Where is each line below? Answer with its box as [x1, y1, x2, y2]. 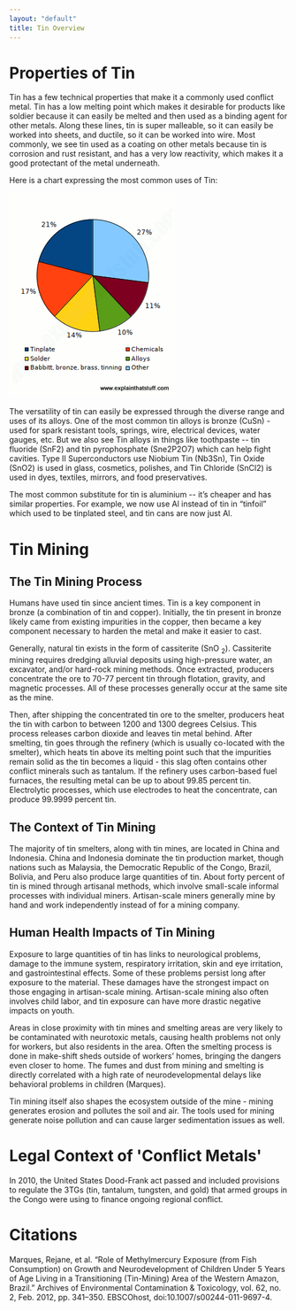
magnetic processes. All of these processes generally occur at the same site [9, 682, 288, 694]
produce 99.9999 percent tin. [9, 794, 117, 805]
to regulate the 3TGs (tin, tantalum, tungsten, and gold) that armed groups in [9, 1184, 288, 1195]
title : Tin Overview [9, 23, 86, 33]
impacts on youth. [9, 1005, 75, 1015]
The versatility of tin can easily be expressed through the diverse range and [9, 406, 285, 417]
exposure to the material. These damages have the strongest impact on [9, 976, 269, 987]
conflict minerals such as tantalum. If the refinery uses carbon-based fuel [9, 766, 277, 776]
